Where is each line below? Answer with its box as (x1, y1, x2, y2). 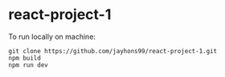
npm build (8, 54, 42, 62)
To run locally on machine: (8, 32, 96, 41)
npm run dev (8, 61, 48, 69)
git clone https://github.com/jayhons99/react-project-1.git (8, 47, 218, 55)
